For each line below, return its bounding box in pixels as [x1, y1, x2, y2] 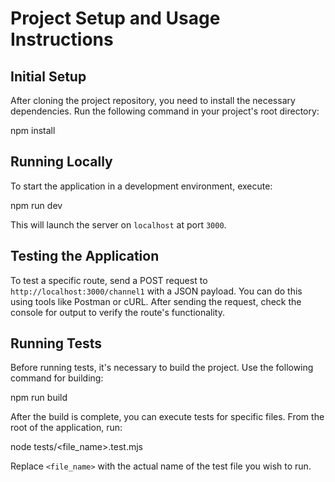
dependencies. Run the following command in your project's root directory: [10, 105, 320, 117]
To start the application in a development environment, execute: [10, 180, 273, 192]
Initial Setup [10, 68, 87, 85]
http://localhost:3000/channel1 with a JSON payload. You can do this [10, 285, 303, 297]
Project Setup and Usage [10, 7, 221, 30]
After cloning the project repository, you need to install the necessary [10, 95, 296, 106]
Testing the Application [10, 248, 160, 265]
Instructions [10, 28, 114, 51]
